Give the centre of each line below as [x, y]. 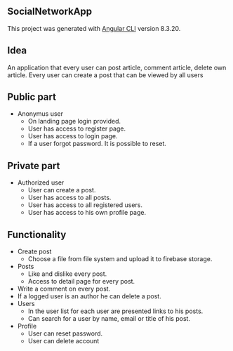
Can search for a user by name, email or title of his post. [109, 319]
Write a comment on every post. [64, 289]
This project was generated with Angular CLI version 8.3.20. [94, 28]
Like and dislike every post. [67, 274]
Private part [34, 165]
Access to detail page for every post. [81, 282]
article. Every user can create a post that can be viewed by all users [105, 75]
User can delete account [64, 341]
